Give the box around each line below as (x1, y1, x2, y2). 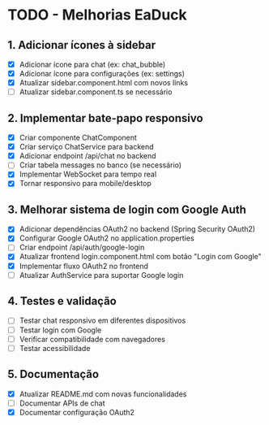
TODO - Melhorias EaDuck (7, 6, 187, 24)
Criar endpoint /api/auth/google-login (19, 242, 145, 253)
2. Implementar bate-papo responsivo (7, 111, 203, 125)
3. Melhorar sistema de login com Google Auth (7, 202, 246, 216)
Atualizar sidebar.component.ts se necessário (19, 87, 173, 97)
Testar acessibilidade (19, 343, 91, 353)
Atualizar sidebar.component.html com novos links (19, 78, 188, 88)
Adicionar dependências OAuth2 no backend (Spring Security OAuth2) (19, 224, 256, 234)
